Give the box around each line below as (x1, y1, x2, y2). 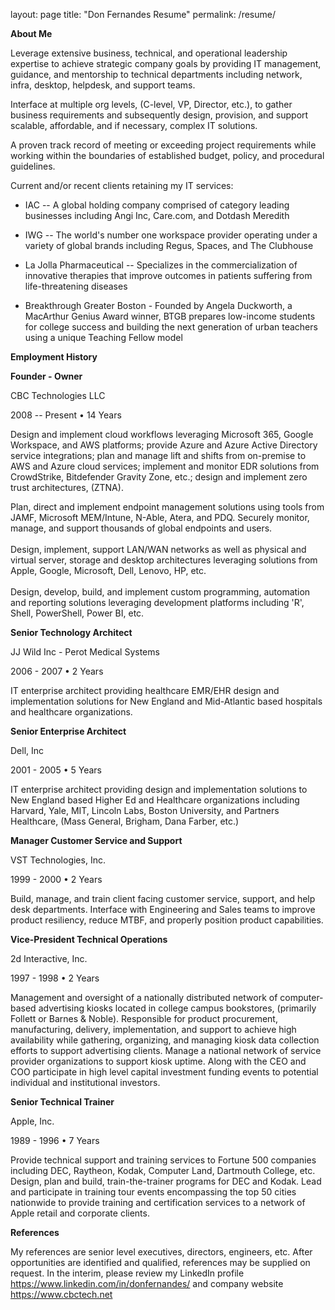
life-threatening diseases (24, 280, 128, 292)
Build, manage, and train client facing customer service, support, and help (10, 893, 316, 904)
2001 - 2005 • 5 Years (10, 764, 102, 776)
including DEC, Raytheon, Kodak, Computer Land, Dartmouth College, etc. (10, 1165, 316, 1176)
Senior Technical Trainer (10, 1096, 115, 1108)
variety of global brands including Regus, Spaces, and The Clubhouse (24, 240, 314, 251)
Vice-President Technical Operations (10, 934, 168, 945)
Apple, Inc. (10, 1115, 55, 1127)
